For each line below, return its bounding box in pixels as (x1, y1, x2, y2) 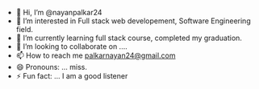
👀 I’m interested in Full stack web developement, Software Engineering (15, 16, 252, 26)
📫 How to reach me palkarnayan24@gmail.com (15, 51, 176, 60)
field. (15, 25, 34, 34)
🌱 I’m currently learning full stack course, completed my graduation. (15, 33, 242, 42)
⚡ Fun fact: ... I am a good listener (15, 71, 128, 80)
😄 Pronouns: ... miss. (15, 63, 87, 71)
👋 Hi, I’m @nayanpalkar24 (15, 8, 102, 17)
